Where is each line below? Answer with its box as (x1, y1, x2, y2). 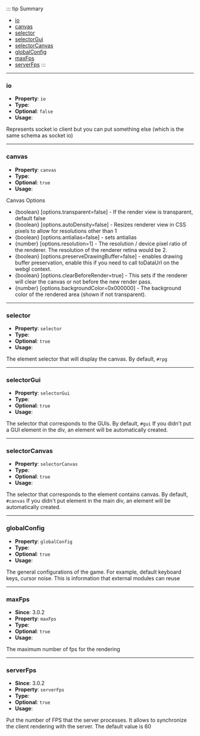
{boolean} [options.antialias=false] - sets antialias (14, 233, 137, 241)
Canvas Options (6, 196, 46, 204)
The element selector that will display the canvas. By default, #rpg (6, 355, 168, 362)
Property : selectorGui (14, 389, 70, 396)
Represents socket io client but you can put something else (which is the (6, 125, 185, 133)
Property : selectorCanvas (14, 460, 79, 467)
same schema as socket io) (6, 132, 73, 139)
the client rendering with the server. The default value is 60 (6, 723, 152, 730)
